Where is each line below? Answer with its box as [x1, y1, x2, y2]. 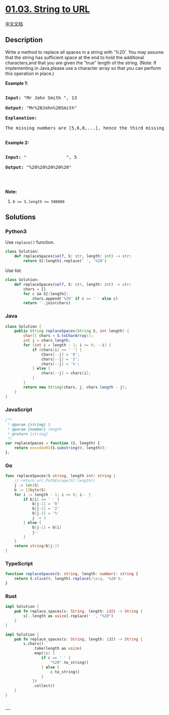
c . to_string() [50, 669, 80, 674]
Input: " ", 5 [5, 154, 77, 160]
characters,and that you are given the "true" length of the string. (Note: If [5, 59, 157, 66]
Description [5, 36, 43, 44]
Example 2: [5, 139, 29, 145]
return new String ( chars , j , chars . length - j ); [23, 385, 127, 390]
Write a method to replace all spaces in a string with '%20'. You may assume [5, 49, 164, 55]
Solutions [5, 213, 36, 222]
